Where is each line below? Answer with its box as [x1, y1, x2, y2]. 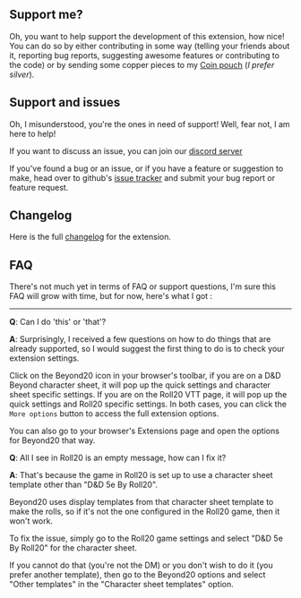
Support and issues [9, 95, 121, 110]
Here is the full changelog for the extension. [9, 232, 172, 243]
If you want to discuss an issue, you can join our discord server [9, 145, 244, 156]
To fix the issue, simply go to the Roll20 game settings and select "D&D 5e [9, 533, 284, 544]
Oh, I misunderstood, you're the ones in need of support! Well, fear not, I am [9, 118, 290, 129]
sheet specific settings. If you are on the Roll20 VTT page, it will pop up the [9, 389, 288, 400]
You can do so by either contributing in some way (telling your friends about [9, 40, 290, 51]
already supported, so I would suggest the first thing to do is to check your [9, 344, 285, 355]
